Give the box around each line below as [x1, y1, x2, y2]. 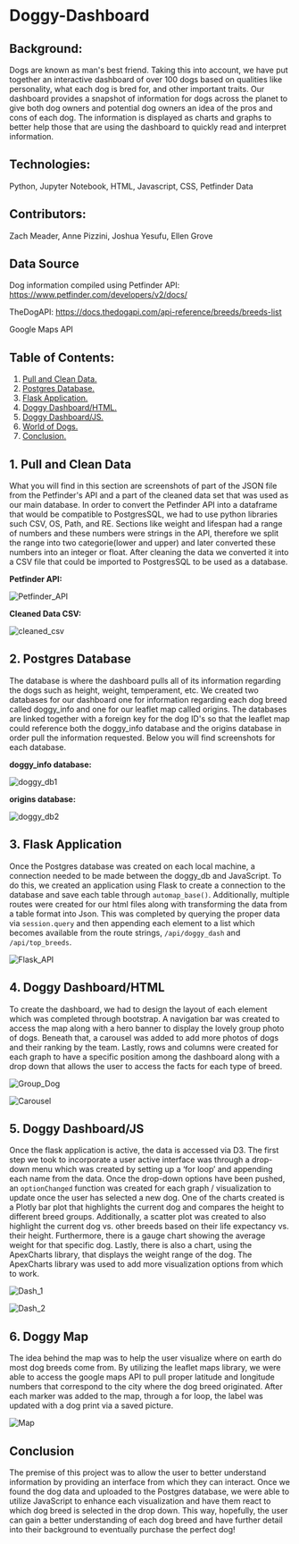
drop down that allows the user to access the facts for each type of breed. [9, 1060, 283, 1071]
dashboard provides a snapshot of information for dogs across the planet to [9, 93, 288, 104]
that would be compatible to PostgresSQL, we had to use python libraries [9, 509, 278, 519]
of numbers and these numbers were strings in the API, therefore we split [9, 528, 279, 539]
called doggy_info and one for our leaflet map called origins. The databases [9, 704, 287, 714]
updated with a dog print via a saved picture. [9, 1400, 174, 1411]
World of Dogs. [21, 421, 79, 432]
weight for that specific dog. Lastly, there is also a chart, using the [9, 1240, 253, 1251]
